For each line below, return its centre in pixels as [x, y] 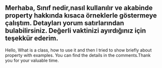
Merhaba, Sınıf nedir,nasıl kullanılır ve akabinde [79, 8]
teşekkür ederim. [32, 38]
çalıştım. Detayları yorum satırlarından [65, 23]
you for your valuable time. [32, 60]
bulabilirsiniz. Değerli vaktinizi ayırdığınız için [76, 31]
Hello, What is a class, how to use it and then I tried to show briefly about [79, 50]
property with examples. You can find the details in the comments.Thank [78, 55]
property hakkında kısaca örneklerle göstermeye [81, 16]
